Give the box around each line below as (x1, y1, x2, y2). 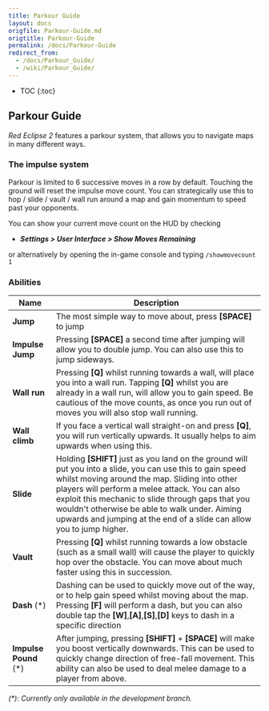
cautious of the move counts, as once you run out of (55, 397, 252, 408)
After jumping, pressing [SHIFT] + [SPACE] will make (55, 633, 255, 644)
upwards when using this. (55, 441, 152, 452)
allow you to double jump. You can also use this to (55, 344, 244, 355)
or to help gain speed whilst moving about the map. (55, 590, 249, 601)
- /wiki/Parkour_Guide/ (15, 64, 94, 72)
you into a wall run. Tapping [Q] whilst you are (55, 377, 229, 388)
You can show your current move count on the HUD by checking (8, 218, 222, 228)
